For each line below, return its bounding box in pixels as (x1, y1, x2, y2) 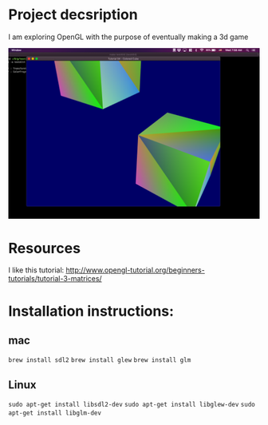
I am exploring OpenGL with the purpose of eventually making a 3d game (8, 32, 249, 42)
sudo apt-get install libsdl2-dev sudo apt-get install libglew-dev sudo (8, 401, 255, 409)
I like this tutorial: (8, 265, 65, 275)
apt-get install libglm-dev (8, 409, 102, 417)
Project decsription (8, 6, 138, 24)
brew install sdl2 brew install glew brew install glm (8, 356, 191, 364)
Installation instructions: (8, 302, 174, 320)
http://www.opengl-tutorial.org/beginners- (65, 265, 205, 275)
